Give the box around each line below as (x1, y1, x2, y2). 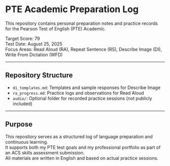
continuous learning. (5, 139, 48, 145)
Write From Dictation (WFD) (5, 52, 63, 58)
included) (12, 100, 33, 107)
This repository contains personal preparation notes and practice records (5, 20, 158, 26)
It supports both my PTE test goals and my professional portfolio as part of (5, 144, 161, 150)
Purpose (5, 120, 33, 129)
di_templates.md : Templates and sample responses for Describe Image (12, 85, 161, 91)
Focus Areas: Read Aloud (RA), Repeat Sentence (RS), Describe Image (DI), (5, 46, 162, 52)
